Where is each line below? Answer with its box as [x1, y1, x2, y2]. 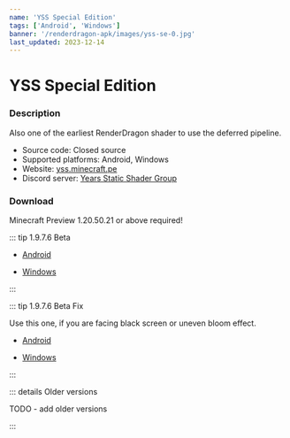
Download [9, 195, 55, 207]
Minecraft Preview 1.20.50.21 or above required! [9, 215, 183, 226]
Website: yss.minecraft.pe [21, 163, 118, 173]
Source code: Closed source [21, 144, 126, 155]
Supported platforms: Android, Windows [21, 154, 170, 165]
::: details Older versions [9, 387, 98, 397]
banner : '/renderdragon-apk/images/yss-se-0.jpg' [9, 29, 196, 38]
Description [9, 107, 61, 119]
